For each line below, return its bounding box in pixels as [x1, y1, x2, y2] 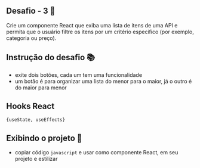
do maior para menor [14, 84, 67, 91]
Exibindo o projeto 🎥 [6, 133, 82, 143]
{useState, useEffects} [6, 117, 66, 123]
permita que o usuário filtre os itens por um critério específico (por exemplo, [6, 28, 194, 35]
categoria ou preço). [6, 34, 57, 42]
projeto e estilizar [14, 155, 58, 163]
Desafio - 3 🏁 [6, 6, 56, 16]
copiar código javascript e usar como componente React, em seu [14, 149, 179, 156]
